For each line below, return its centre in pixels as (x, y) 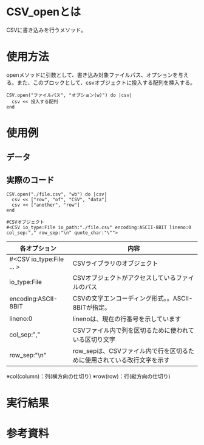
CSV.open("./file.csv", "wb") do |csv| (57, 194)
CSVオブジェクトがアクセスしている (124, 278)
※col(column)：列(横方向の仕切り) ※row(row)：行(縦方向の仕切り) (89, 376)
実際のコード (30, 180)
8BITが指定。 (92, 308)
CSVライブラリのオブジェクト (115, 263)
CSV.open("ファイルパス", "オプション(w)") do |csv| (69, 95)
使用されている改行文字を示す (127, 360)
